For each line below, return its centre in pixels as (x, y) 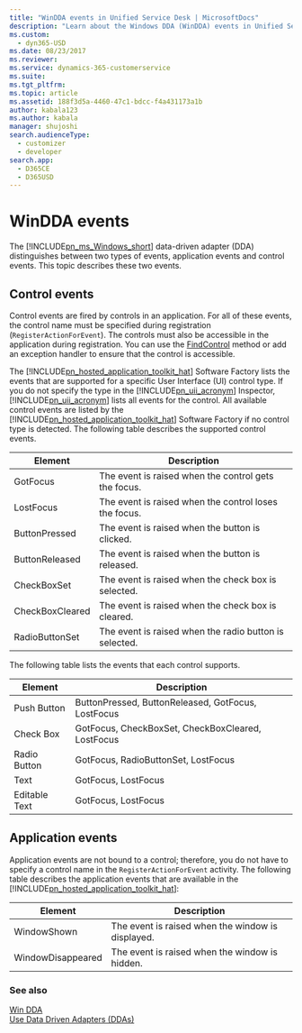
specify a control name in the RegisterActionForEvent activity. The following (151, 869)
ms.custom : (30, 34)
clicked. (115, 539)
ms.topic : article (44, 93)
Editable (31, 795)
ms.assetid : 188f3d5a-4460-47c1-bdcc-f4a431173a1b (106, 101)
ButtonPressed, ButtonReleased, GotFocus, (166, 702)
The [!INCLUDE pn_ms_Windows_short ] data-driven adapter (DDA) (132, 247)
